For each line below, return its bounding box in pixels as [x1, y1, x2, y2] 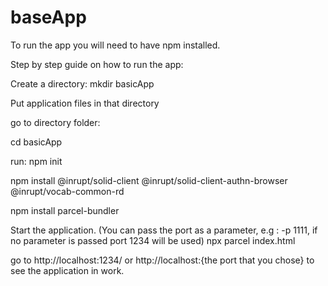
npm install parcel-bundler [10, 204, 120, 216]
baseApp [10, 6, 87, 29]
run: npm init [10, 155, 63, 167]
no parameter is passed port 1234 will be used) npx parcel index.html [10, 234, 296, 246]
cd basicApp [10, 136, 63, 148]
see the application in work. [10, 264, 125, 276]
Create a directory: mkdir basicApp [10, 77, 155, 90]
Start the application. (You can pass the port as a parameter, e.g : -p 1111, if [10, 224, 318, 236]
